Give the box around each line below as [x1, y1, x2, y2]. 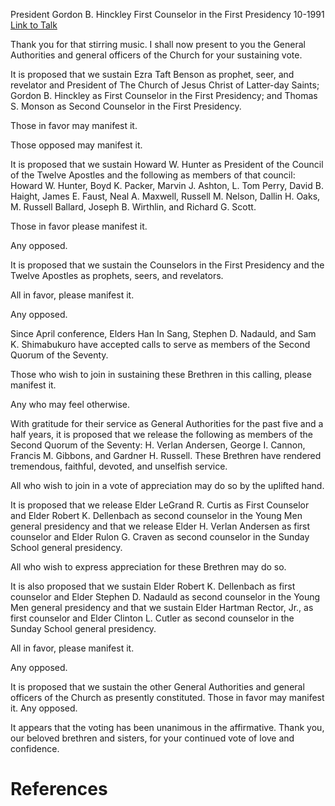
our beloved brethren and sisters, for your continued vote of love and [10, 732, 295, 744]
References [10, 778, 108, 801]
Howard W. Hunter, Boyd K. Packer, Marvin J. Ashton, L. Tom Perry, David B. [10, 180, 324, 191]
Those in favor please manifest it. [10, 220, 148, 232]
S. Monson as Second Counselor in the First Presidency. [10, 100, 242, 112]
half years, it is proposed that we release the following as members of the [10, 429, 313, 440]
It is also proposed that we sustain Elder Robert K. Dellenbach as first [10, 580, 296, 592]
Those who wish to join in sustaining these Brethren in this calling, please [10, 369, 312, 380]
